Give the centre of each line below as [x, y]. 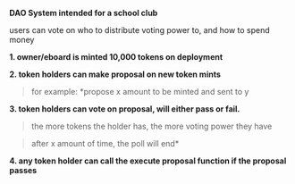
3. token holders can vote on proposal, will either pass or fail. [125, 109]
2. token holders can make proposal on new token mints [115, 74]
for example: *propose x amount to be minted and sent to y [140, 92]
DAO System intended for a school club [84, 13]
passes [23, 170]
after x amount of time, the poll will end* [105, 143]
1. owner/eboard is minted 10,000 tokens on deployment [116, 57]
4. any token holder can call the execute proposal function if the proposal [148, 161]
